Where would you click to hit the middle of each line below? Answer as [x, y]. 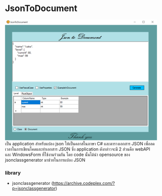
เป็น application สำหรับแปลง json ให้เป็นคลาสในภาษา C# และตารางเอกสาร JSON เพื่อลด [80, 144]
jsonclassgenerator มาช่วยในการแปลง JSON [45, 160]
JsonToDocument [41, 8]
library [13, 173]
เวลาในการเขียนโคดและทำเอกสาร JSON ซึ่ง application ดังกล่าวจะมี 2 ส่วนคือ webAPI [78, 149]
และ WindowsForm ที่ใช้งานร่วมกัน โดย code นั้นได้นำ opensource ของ [67, 154]
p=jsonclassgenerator [34, 188]
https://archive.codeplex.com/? [84, 183]
